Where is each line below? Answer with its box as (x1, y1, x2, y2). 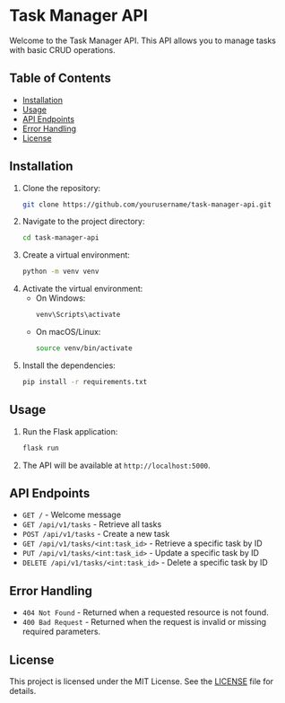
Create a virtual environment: (22, 250, 130, 260)
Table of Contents (9, 71, 112, 86)
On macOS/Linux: (35, 327, 101, 338)
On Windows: (35, 293, 86, 303)
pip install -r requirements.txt (22, 377, 148, 386)
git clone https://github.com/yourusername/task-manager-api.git (22, 199, 272, 209)
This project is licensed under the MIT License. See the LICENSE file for (9, 675, 274, 687)
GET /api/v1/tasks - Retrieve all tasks (22, 519, 162, 530)
